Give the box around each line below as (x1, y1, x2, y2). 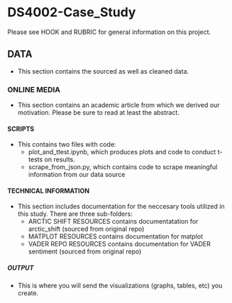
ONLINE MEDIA (7, 84, 60, 94)
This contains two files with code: (17, 140, 116, 149)
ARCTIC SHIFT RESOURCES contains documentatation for (28, 217, 199, 226)
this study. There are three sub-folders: (17, 210, 133, 218)
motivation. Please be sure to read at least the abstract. (17, 108, 179, 117)
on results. (44, 155, 76, 164)
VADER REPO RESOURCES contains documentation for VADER (28, 240, 211, 248)
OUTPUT (7, 263, 34, 273)
